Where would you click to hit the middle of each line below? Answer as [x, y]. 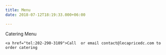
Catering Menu [21, 34]
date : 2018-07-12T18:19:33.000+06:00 [45, 15]
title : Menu [18, 10]
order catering [21, 47]
